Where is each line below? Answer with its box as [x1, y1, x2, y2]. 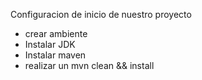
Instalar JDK [24, 39, 76, 50]
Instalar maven [24, 49, 87, 61]
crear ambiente [24, 28, 88, 39]
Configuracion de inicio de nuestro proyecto [10, 9, 192, 20]
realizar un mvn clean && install [24, 60, 155, 71]
